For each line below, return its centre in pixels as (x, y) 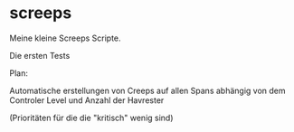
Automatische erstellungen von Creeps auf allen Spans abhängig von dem (148, 90)
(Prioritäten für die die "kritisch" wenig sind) (91, 118)
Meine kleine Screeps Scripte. (65, 38)
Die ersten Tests (40, 55)
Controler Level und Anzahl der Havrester (87, 100)
